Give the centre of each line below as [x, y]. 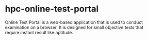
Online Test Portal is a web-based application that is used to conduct [74, 22]
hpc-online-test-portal [52, 9]
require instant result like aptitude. [39, 32]
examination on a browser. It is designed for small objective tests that [74, 27]
